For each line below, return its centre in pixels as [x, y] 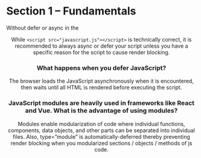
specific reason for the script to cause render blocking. [101, 52]
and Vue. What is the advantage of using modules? [101, 111]
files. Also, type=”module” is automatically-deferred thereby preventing [101, 136]
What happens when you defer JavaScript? [101, 68]
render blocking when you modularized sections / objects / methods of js [101, 143]
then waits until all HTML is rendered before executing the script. [101, 87]
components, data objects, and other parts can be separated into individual [101, 130]
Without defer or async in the [43, 28]
